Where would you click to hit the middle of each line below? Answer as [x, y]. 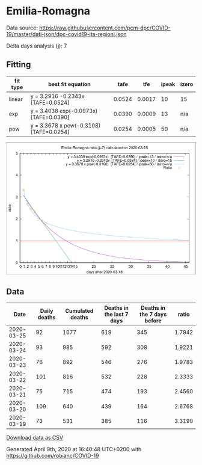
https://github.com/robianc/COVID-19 [53, 455]
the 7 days [153, 314]
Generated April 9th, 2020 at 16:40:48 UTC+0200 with [74, 449]
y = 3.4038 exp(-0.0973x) [64, 111]
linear [16, 99]
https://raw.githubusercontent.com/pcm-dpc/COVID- [105, 28]
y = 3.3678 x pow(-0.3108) [66, 125]
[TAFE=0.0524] [50, 102]
